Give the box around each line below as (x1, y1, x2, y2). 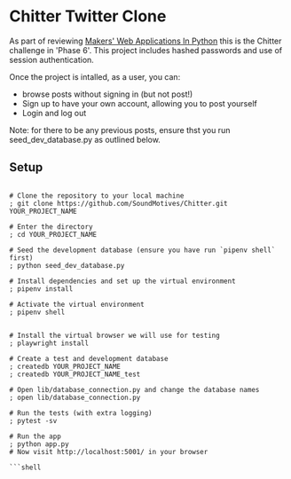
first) (9, 253, 34, 263)
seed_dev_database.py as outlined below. (9, 134, 161, 145)
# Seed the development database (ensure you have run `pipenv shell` (9, 246, 276, 255)
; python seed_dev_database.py (9, 261, 125, 270)
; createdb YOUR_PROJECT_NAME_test (9, 370, 141, 379)
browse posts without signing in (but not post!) (21, 89, 193, 99)
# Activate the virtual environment (9, 300, 145, 309)
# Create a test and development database (9, 354, 169, 363)
